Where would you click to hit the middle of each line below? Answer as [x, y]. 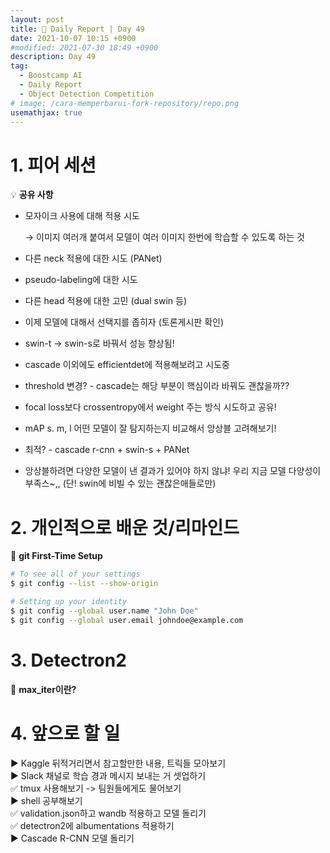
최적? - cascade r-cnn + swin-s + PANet [107, 450]
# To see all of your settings [75, 574]
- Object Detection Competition [87, 94]
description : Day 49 [53, 57]
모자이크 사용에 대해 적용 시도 [82, 216]
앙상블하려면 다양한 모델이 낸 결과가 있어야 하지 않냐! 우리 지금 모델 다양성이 [173, 471]
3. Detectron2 [68, 660]
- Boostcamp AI [51, 76]
